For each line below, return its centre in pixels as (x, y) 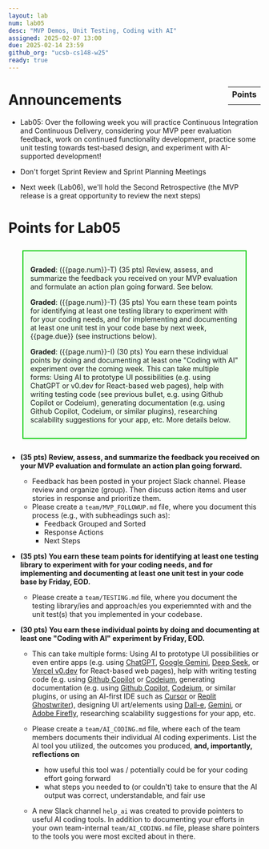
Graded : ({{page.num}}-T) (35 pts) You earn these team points (134, 302)
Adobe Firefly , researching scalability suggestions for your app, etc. (144, 713)
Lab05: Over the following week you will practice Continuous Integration (139, 122)
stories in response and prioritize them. (96, 498)
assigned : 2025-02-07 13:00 (55, 38)
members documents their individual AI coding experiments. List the (145, 737)
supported (37, 156)
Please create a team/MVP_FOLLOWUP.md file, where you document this (144, 507)
